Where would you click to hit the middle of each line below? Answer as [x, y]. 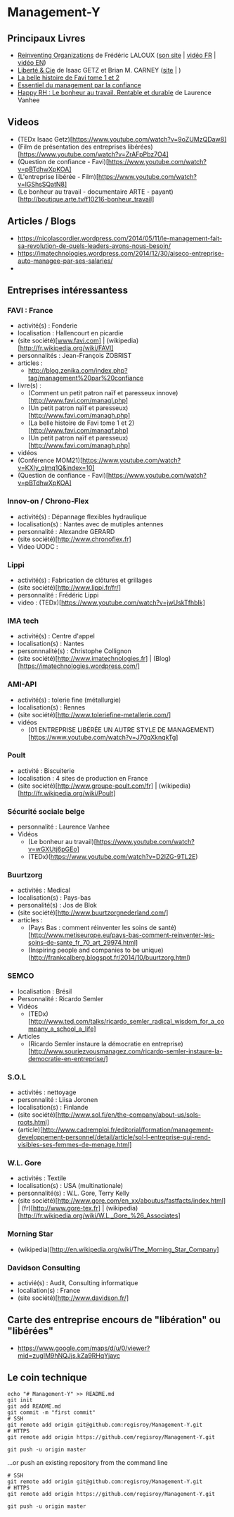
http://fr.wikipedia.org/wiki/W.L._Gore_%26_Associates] [100, 1215]
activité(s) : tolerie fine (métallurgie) [69, 700]
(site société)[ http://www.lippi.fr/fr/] [69, 587]
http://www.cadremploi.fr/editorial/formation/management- [128, 1129]
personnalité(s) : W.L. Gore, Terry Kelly [73, 1193]
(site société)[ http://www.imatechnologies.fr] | [85, 659]
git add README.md [34, 1406]
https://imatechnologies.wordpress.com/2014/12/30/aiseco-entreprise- [121, 253]
